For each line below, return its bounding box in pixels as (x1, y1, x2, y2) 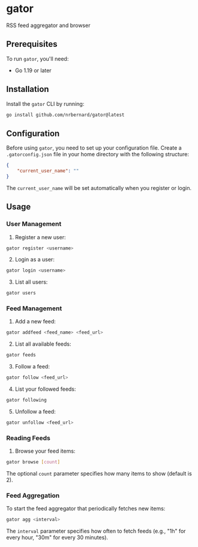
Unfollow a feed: (14, 408, 56, 415)
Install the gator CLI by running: (6, 100, 85, 107)
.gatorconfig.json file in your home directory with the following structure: (6, 151, 190, 158)
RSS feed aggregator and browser (6, 22, 91, 29)
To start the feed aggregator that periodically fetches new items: (6, 505, 166, 512)
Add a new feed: (14, 318, 56, 325)
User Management (6, 220, 62, 228)
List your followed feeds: (14, 385, 76, 393)
